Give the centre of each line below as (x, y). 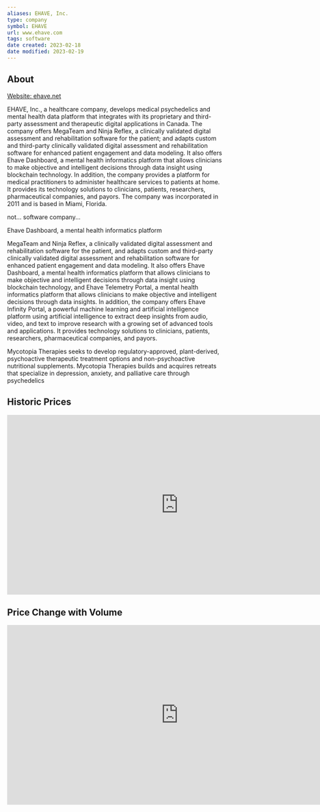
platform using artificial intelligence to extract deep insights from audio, (108, 316)
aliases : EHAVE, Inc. (38, 13)
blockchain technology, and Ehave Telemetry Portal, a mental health (103, 287)
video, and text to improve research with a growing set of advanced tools (110, 323)
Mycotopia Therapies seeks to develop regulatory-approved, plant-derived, (113, 351)
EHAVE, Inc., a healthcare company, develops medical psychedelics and (109, 109)
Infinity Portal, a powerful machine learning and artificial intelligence (103, 309)
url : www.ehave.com (35, 33)
